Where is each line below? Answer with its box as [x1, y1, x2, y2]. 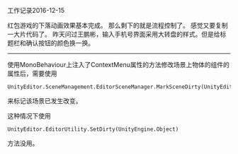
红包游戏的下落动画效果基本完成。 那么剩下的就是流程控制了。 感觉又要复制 [7, 21, 228, 30]
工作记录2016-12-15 [7, 6, 65, 14]
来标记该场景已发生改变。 [7, 97, 82, 105]
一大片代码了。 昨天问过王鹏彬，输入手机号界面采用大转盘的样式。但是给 [7, 30, 220, 38]
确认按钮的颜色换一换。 [25, 39, 94, 47]
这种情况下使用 [7, 112, 51, 120]
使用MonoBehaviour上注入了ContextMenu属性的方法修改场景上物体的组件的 [7, 61, 230, 69]
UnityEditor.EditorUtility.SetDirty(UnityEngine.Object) [7, 126, 179, 133]
